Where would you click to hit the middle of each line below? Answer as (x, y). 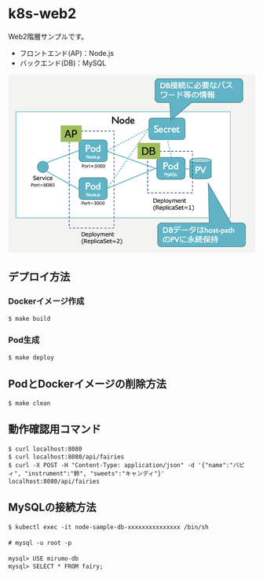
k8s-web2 (42, 14)
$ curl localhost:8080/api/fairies (66, 457)
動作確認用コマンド (55, 429)
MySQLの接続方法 (52, 508)
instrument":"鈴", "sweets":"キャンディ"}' (96, 473)
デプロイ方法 (39, 276)
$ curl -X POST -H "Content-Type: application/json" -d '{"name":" (121, 465)
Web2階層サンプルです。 (48, 36)
